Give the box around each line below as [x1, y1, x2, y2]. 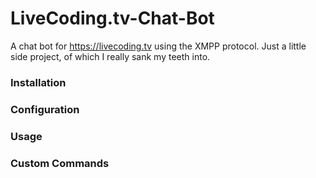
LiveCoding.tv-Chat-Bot [10, 7, 215, 30]
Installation [10, 75, 67, 89]
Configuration [10, 102, 80, 116]
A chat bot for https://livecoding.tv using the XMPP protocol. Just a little [10, 40, 307, 52]
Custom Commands [10, 156, 110, 170]
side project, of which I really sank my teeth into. [10, 50, 211, 62]
